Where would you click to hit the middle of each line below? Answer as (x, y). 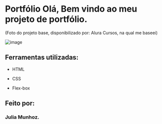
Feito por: (20, 103)
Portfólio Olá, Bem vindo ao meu (71, 9)
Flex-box (21, 88)
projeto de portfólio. (46, 19)
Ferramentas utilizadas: (42, 58)
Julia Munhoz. (22, 117)
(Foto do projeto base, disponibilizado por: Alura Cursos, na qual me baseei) (81, 33)
